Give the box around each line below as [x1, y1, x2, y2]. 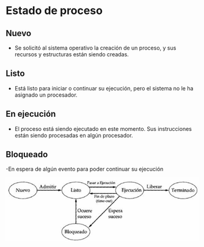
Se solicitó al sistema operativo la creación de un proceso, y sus [14, 44, 177, 51]
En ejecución [5, 109, 56, 119]
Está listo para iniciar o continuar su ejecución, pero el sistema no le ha [14, 84, 194, 92]
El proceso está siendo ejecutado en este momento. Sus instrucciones [14, 125, 192, 132]
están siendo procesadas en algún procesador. [14, 131, 133, 139]
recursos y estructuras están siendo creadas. [14, 51, 129, 58]
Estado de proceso [5, 4, 103, 18]
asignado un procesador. [14, 91, 78, 98]
